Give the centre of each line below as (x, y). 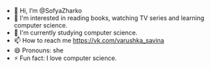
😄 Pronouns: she (39, 50)
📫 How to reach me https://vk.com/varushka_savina (89, 40)
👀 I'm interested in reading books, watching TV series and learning (109, 18)
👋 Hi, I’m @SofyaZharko (48, 11)
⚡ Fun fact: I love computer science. (65, 58)
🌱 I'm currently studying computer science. (75, 32)
